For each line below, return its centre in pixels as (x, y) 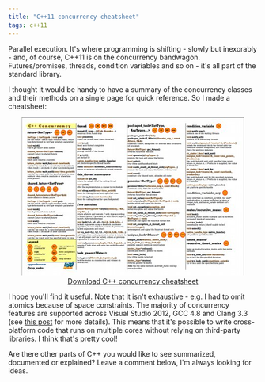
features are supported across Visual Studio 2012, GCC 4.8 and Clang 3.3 (128, 313)
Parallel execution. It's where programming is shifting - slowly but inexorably (132, 48)
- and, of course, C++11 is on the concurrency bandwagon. (104, 57)
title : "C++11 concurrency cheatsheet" (74, 17)
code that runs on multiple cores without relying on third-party (139, 330)
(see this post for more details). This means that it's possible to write (120, 322)
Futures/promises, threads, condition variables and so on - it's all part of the (132, 65)
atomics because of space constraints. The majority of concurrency (119, 304)
